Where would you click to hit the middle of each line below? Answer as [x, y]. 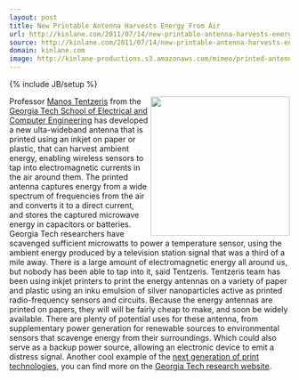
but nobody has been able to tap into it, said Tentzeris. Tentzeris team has [145, 271]
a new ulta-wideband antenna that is [77, 129]
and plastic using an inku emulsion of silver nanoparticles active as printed [146, 291]
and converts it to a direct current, [72, 205]
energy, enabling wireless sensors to [77, 158]
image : [21, 59]
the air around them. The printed [69, 177]
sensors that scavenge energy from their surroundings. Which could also [143, 338]
